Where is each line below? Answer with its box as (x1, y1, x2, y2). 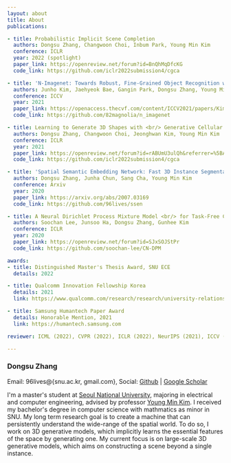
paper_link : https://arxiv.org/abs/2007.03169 (13, 194, 149, 201)
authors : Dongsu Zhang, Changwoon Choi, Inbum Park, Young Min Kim (13, 42, 211, 49)
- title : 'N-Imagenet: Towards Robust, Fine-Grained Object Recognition (7, 80, 220, 87)
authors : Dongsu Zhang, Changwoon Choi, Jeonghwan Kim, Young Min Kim (13, 130, 220, 138)
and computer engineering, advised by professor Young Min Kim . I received (7, 398, 222, 406)
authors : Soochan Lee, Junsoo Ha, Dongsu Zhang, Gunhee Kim (13, 219, 189, 226)
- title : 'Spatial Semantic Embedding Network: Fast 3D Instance (7, 169, 198, 175)
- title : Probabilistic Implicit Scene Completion (7, 35, 155, 42)
